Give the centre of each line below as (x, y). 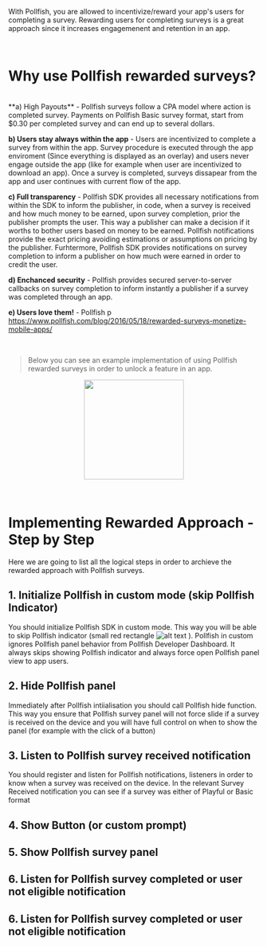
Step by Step (51, 540)
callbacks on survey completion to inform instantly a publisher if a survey (128, 288)
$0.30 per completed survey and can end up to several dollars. (112, 124)
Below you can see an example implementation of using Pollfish (132, 360)
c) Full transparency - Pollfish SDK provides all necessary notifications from (133, 196)
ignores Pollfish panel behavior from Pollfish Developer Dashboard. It (122, 644)
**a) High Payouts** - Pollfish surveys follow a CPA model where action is (130, 106)
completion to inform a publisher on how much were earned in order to (124, 256)
